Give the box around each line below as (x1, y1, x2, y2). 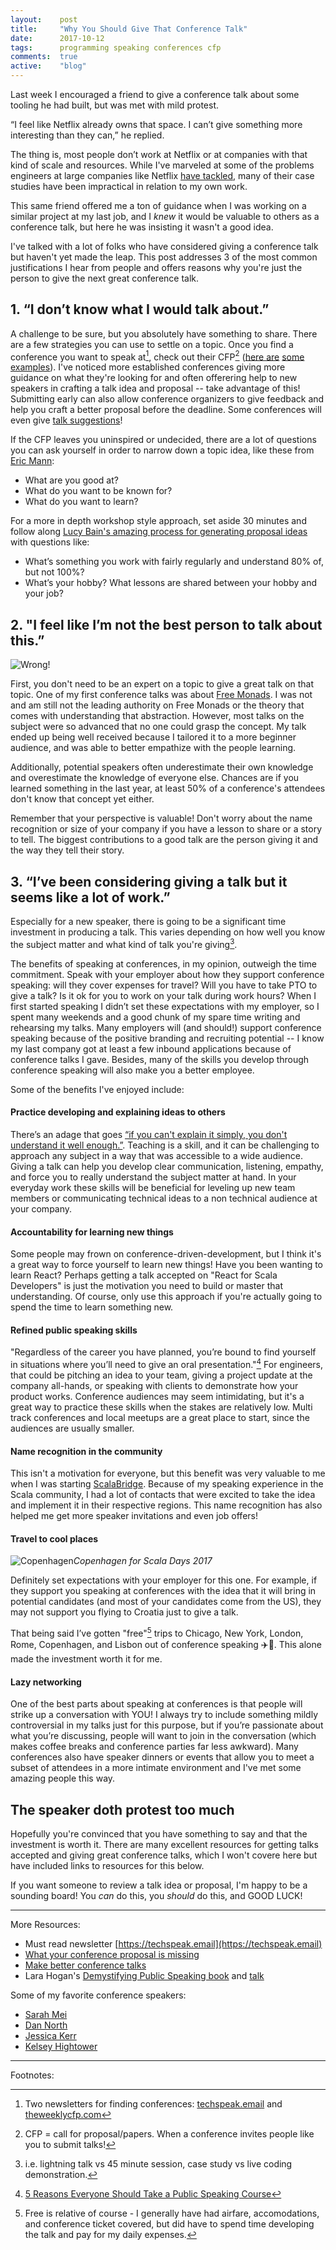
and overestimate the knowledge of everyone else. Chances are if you (10, 772, 300, 784)
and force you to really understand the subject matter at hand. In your (10, 1171, 297, 1183)
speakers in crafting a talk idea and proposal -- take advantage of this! (10, 382, 301, 395)
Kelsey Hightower (24, 2041, 98, 2053)
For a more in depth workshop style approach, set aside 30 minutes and (10, 515, 307, 527)
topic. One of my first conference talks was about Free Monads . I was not (10, 689, 313, 701)
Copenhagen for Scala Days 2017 (73, 1555, 213, 1567)
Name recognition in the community (10, 1445, 163, 1457)
